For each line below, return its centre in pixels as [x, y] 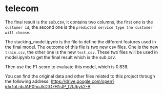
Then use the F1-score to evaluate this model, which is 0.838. [67, 67]
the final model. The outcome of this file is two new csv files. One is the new [82, 47]
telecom [22, 9]
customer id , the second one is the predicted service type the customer [79, 27]
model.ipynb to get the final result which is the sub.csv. [61, 57]
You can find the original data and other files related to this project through [80, 76]
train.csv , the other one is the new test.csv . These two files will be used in [81, 52]
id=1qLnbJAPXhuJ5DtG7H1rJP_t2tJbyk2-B [48, 86]
